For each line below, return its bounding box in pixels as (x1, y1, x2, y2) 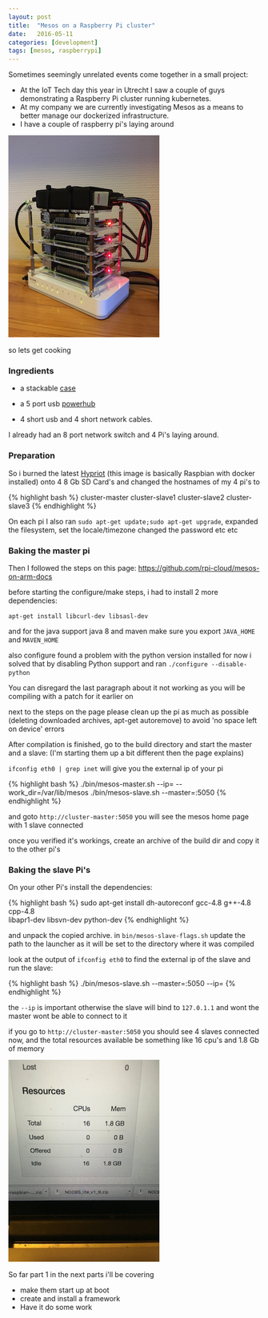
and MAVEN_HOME (8, 635, 59, 645)
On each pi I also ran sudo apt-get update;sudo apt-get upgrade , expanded (8, 516, 258, 526)
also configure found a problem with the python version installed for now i (8, 650, 252, 661)
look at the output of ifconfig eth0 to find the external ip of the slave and (8, 955, 250, 964)
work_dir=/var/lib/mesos (8, 788, 90, 798)
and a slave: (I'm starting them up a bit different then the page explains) (8, 748, 244, 758)
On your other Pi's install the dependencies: (8, 883, 153, 892)
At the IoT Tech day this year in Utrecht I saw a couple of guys (19, 85, 226, 95)
